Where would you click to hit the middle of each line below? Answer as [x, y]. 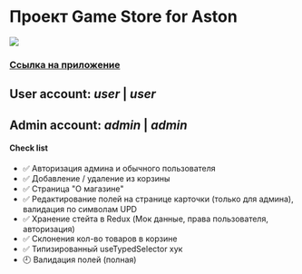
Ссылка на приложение [65, 64]
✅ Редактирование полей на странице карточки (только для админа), [158, 199]
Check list [29, 148]
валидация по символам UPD [80, 209]
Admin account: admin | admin [98, 125]
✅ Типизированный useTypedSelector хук [102, 249]
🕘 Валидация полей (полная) [79, 259]
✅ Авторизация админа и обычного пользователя [119, 168]
